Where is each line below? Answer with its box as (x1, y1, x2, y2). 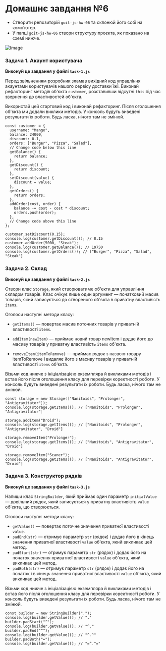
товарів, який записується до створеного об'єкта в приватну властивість (5, 296, 161, 302)
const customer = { (5, 123, 46, 129)
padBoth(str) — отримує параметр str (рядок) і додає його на (12, 565, 145, 571)
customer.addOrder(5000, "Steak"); (5, 241, 79, 246)
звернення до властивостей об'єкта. (5, 94, 83, 100)
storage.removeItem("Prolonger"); (5, 435, 77, 440)
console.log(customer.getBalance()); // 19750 (5, 245, 103, 250)
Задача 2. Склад (5, 265, 47, 272)
